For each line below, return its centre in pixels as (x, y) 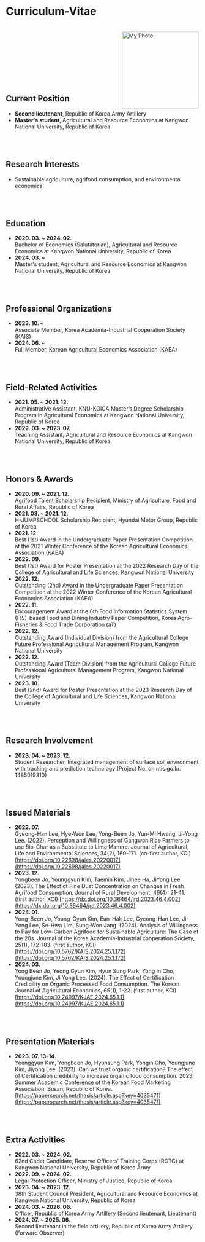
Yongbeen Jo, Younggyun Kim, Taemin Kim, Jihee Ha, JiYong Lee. (98, 879)
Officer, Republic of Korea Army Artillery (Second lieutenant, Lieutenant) (106, 1213)
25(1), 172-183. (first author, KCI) (55, 945)
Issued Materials (38, 813)
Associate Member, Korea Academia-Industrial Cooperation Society (100, 330)
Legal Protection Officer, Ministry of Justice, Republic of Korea (93, 1181)
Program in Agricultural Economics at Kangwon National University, (99, 415)
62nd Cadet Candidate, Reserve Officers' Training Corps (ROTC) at (99, 1161)
